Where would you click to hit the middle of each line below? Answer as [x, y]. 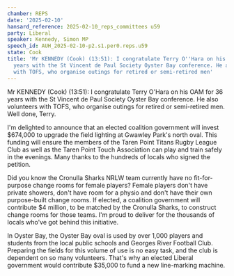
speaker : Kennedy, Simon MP [48, 40]
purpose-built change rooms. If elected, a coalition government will [104, 200]
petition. [19, 164]
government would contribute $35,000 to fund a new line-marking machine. [116, 265]
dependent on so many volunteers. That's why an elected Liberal [100, 257]
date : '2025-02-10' [36, 20]
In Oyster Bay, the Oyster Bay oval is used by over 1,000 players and [105, 235]
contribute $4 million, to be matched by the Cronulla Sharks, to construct [112, 207]
